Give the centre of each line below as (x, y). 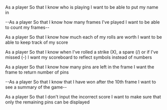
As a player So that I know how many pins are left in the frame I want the (80, 67)
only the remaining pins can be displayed (47, 102)
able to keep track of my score (37, 42)
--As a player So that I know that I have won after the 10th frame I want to (81, 82)
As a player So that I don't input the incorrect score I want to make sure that (83, 97)
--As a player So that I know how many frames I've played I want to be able (82, 22)
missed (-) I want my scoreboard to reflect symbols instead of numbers (79, 57)
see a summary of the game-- (36, 87)
